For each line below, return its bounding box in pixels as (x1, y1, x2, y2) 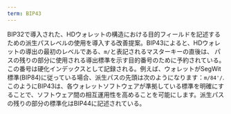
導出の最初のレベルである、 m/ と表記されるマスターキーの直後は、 (25, 47, 213, 55)
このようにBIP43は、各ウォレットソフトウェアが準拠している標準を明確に (7, 82, 219, 90)
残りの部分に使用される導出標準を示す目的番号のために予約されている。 (19, 56, 225, 64)
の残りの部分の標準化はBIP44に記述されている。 (7, 99, 146, 107)
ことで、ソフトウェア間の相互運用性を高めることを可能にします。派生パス (12, 91, 225, 99)
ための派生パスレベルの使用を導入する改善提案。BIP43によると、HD (7, 39, 203, 47)
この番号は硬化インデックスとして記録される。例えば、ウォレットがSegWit (7, 64, 221, 73)
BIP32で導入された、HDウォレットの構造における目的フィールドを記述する (7, 30, 221, 38)
